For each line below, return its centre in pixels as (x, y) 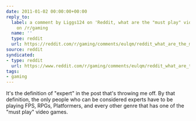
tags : (13, 71)
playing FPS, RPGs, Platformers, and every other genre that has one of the (95, 106)
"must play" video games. (37, 112)
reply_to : (18, 17)
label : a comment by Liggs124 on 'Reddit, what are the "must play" (96, 22)
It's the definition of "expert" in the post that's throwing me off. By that (91, 94)
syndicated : (20, 55)
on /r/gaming (32, 28)
